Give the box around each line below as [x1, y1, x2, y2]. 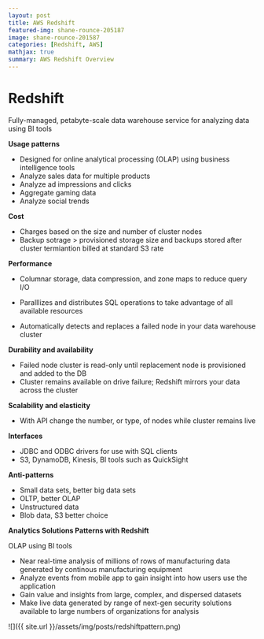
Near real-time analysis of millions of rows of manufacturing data [19, 556, 230, 566]
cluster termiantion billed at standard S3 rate [19, 243, 164, 253]
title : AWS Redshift [8, 19, 76, 27]
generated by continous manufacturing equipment [19, 564, 183, 574]
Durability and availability [8, 344, 93, 355]
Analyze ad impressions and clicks [19, 179, 132, 189]
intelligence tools [19, 162, 75, 172]
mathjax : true [8, 48, 55, 56]
